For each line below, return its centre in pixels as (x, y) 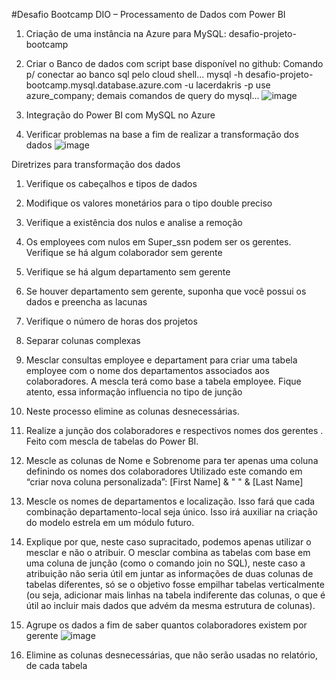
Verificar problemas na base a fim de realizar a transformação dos (162, 134)
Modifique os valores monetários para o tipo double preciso (149, 203)
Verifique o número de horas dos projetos (111, 321)
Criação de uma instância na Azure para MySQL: (126, 33)
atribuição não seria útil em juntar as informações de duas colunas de (169, 573)
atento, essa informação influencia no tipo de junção (134, 392)
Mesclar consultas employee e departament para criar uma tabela (161, 360)
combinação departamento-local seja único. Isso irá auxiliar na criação (171, 512)
